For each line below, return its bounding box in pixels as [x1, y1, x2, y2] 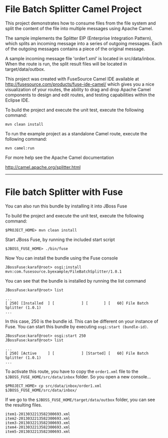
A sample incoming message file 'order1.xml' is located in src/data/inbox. [5, 55, 156, 61]
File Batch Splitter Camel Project [5, 4, 142, 15]
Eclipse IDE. [5, 97, 30, 103]
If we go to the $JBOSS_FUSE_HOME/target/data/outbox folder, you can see [5, 396, 155, 402]
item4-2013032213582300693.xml [5, 424, 70, 429]
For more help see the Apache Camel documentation [5, 154, 114, 160]
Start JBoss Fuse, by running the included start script [5, 237, 115, 243]
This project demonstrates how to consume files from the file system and [5, 20, 156, 26]
